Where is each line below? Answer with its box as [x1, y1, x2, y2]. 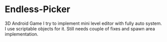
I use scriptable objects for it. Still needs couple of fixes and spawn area [5, 25, 155, 31]
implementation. [5, 31, 38, 37]
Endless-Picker [5, 4, 70, 15]
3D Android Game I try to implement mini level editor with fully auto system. [5, 20, 162, 26]
